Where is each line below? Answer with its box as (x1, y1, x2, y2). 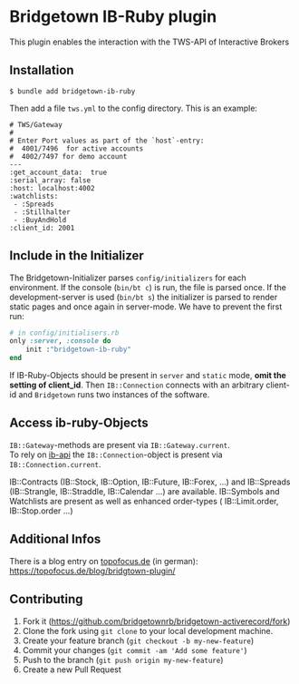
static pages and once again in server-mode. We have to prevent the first (9, 301, 283, 312)
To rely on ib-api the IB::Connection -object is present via (9, 449, 224, 460)
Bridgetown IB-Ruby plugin (9, 6, 217, 27)
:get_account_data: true (9, 168, 107, 177)
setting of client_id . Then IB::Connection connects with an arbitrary (9, 379, 265, 391)
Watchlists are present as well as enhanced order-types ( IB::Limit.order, (9, 495, 279, 506)
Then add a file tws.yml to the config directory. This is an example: (9, 103, 258, 113)
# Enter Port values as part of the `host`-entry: (9, 136, 205, 145)
